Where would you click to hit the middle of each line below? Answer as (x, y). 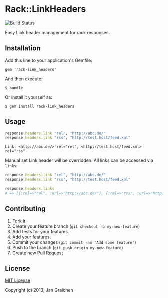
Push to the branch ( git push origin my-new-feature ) (68, 247)
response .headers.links (30, 189)
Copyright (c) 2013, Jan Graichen (39, 290)
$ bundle (14, 88)
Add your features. (32, 237)
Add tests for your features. (41, 231)
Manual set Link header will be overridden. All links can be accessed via (79, 160)
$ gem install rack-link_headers (40, 106)
